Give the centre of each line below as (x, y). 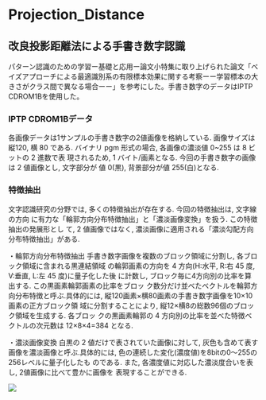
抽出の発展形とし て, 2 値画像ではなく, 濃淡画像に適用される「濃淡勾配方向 (131, 229)
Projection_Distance (77, 15)
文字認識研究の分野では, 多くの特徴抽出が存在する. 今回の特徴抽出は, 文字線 (132, 209)
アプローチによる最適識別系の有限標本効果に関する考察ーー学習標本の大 (140, 76)
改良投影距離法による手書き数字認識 (97, 46)
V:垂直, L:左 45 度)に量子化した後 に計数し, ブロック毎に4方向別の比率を (127, 275)
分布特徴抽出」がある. (44, 239)
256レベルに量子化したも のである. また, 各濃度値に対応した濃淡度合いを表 (131, 362)
